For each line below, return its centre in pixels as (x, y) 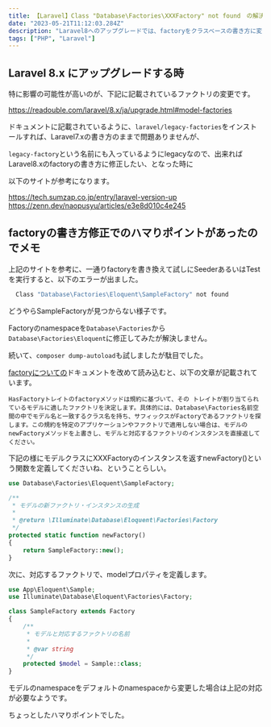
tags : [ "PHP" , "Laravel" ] (52, 38)
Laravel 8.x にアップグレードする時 (96, 73)
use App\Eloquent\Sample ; (52, 589)
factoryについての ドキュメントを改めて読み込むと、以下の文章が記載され (129, 372)
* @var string (50, 649)
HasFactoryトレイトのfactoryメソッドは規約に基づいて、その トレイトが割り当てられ (134, 399)
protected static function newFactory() (77, 535)
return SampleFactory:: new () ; (74, 550)
